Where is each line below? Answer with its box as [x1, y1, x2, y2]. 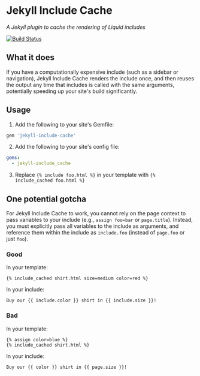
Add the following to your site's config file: [14, 143, 120, 151]
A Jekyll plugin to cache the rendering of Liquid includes [6, 23, 146, 31]
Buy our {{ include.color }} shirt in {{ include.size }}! [6, 297, 157, 303]
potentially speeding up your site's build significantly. [6, 88, 138, 95]
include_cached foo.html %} [14, 178, 85, 184]
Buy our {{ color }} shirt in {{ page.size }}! [6, 364, 128, 370]
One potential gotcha [6, 194, 87, 204]
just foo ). [6, 235, 29, 242]
